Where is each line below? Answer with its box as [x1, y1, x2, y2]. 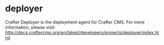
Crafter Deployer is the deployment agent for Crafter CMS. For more [5, 19, 145, 25]
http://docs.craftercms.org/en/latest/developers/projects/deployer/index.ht [5, 29, 160, 35]
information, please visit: [5, 24, 56, 30]
